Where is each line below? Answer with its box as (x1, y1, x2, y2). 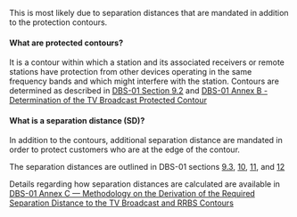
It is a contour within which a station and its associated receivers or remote (9, 57, 285, 68)
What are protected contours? (9, 37, 123, 48)
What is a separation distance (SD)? (9, 115, 145, 125)
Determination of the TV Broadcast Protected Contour (9, 95, 208, 106)
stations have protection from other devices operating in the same (9, 67, 252, 77)
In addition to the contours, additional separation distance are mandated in (9, 135, 283, 146)
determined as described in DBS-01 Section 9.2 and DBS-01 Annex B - (9, 85, 268, 96)
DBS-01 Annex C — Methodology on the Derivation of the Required (9, 189, 256, 199)
